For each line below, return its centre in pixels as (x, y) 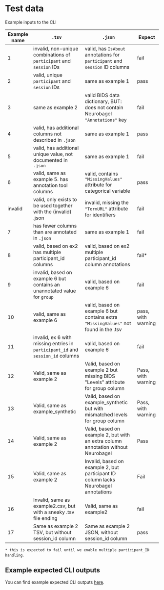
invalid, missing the (107, 203)
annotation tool (51, 185)
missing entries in (53, 343)
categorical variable (107, 191)
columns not (48, 134)
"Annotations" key (106, 120)
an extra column (103, 441)
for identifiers (100, 215)
